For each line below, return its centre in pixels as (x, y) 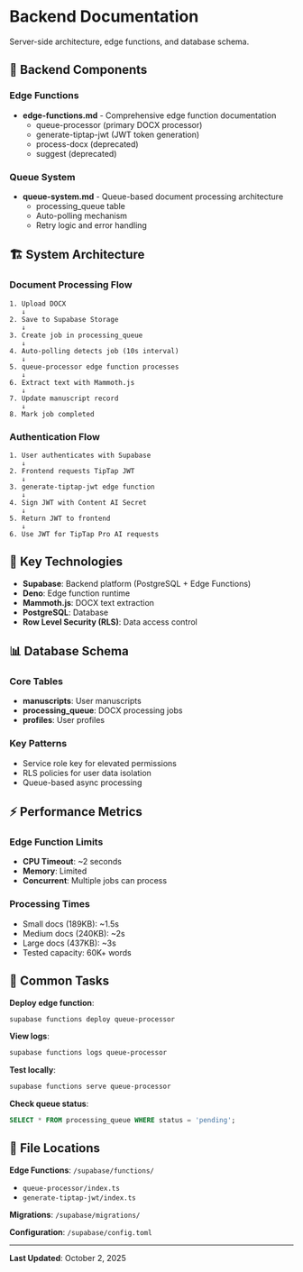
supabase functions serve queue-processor (90, 1087)
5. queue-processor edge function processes (94, 367)
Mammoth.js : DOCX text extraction (88, 602)
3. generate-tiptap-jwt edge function (82, 487)
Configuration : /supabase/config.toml (81, 1231)
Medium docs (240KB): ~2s (74, 933)
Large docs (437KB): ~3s (69, 943)
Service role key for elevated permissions (100, 763)
